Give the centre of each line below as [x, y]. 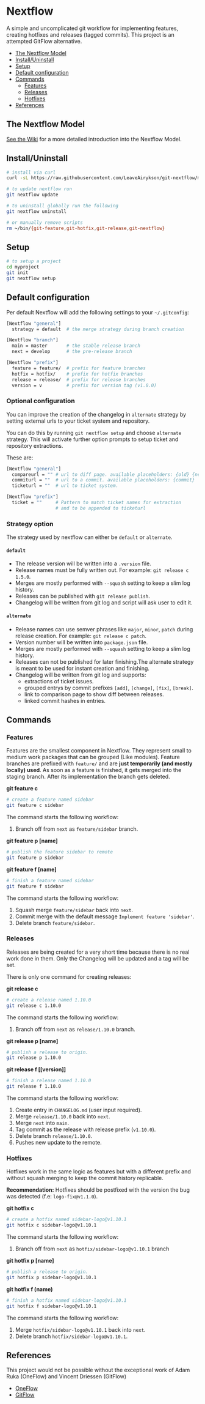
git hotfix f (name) [30, 1289]
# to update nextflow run [39, 189]
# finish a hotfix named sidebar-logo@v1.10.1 [67, 1300]
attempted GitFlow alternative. [44, 41]
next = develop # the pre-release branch [72, 352]
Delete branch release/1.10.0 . [54, 1136]
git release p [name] [32, 1041]
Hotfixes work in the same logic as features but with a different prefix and [99, 1172]
